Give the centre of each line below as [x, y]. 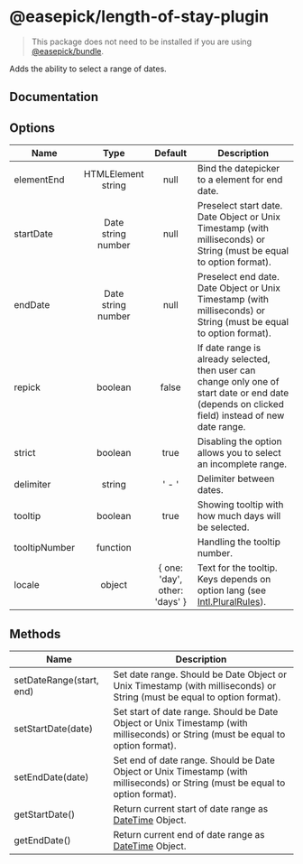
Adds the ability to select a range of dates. [88, 69]
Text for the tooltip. [237, 568]
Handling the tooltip [239, 542]
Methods [35, 634]
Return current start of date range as [191, 808]
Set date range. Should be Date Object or [200, 674]
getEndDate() [42, 840]
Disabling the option [239, 441]
